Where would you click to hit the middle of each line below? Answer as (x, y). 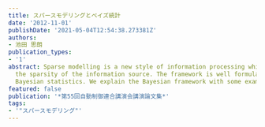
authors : (22, 37)
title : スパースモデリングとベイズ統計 (64, 15)
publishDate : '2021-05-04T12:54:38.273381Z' (82, 30)
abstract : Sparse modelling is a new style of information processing (127, 67)
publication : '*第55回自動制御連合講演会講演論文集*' (89, 96)
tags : (17, 103)
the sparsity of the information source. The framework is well (123, 74)
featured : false (35, 89)
